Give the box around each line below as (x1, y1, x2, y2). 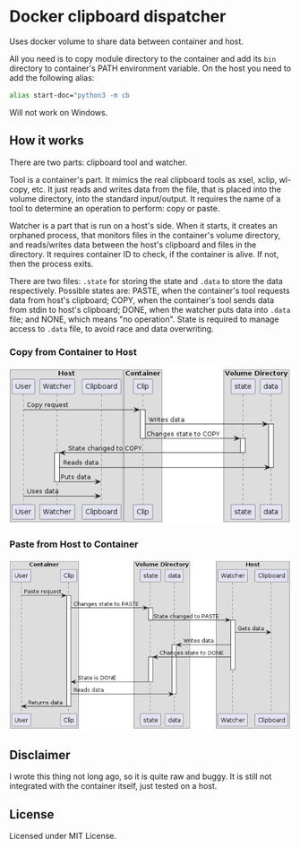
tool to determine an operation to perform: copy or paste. (9, 203, 220, 213)
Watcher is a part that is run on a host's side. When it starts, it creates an (9, 220, 278, 230)
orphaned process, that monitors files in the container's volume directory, (9, 229, 281, 240)
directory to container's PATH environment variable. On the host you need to (9, 63, 292, 74)
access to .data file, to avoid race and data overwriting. (9, 323, 214, 333)
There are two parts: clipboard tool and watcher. (9, 157, 188, 168)
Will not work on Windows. (9, 107, 108, 117)
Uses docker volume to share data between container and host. (9, 36, 244, 47)
